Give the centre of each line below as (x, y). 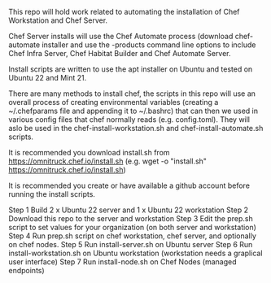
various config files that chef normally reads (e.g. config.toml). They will (129, 120)
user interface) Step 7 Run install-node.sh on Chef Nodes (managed (123, 262)
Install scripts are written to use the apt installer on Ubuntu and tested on (131, 69)
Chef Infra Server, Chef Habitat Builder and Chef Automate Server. (120, 53)
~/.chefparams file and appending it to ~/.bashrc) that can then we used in (133, 111)
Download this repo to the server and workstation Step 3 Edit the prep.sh (131, 218)
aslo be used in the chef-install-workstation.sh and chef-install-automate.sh (136, 128)
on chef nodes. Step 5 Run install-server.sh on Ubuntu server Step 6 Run (131, 244)
